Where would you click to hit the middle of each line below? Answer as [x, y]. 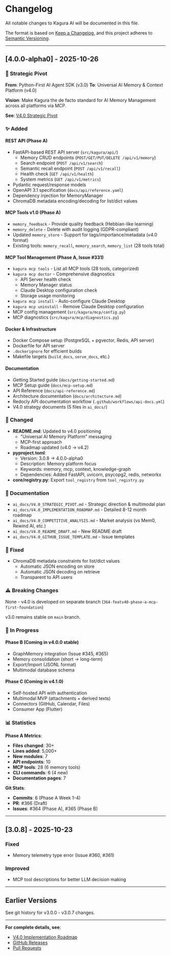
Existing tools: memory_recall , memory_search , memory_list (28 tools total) [89, 245]
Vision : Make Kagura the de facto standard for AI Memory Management [81, 100]
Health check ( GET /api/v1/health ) [57, 173]
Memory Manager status [46, 285]
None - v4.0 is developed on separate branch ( [54, 601]
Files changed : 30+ [33, 746]
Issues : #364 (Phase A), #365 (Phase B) [55, 809]
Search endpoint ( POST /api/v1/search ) [62, 163]
